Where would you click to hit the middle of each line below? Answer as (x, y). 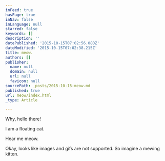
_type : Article (22, 100)
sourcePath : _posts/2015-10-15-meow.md (48, 86)
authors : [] (18, 57)
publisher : (17, 62)
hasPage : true (20, 15)
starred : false (22, 29)
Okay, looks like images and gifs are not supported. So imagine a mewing (82, 149)
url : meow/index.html (28, 95)
